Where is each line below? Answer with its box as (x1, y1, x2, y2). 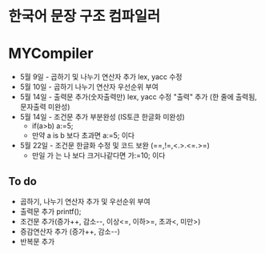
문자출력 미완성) (19, 102, 70, 112)
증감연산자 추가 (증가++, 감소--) (19, 226, 120, 236)
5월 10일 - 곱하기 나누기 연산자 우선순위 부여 (19, 82, 159, 92)
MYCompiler (8, 45, 94, 62)
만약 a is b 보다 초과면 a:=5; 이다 (31, 131, 135, 140)
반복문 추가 (19, 236, 55, 246)
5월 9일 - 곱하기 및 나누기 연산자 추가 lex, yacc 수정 (19, 72, 183, 82)
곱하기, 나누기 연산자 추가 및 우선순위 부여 (19, 196, 151, 206)
